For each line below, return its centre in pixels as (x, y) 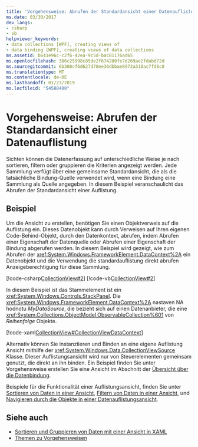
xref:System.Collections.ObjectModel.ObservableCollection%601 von (90, 315)
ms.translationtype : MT (35, 72)
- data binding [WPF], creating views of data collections (80, 50)
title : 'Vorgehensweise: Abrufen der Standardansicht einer (82, 11)
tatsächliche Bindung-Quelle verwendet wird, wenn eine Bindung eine (91, 178)
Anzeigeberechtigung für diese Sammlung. (58, 267)
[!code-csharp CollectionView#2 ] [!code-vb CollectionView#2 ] (81, 278)
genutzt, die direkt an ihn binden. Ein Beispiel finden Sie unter (81, 363)
